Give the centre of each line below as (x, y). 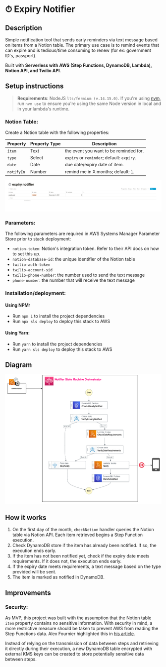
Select (37, 158)
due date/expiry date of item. (94, 165)
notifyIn (16, 172)
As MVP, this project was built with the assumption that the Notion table (78, 618)
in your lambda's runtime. (43, 109)
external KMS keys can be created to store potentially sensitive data (75, 654)
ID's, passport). (21, 56)
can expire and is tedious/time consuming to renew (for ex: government (78, 50)
